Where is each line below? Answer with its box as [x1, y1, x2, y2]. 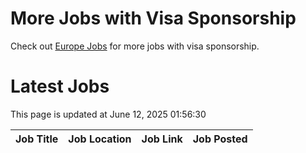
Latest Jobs [10, 75, 110, 98]
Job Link [141, 132, 183, 146]
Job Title [15, 132, 59, 146]
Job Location [68, 132, 132, 146]
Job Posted [192, 132, 248, 146]
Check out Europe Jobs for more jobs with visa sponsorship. [10, 40, 260, 52]
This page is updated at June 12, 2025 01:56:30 [10, 108, 207, 120]
